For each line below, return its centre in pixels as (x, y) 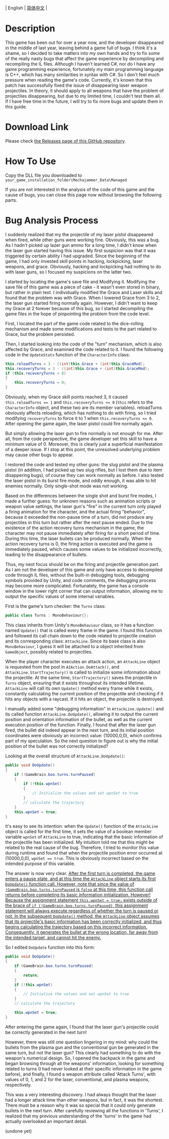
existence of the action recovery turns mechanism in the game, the (75, 528)
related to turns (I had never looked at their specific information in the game (83, 1069)
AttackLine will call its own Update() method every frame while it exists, (79, 688)
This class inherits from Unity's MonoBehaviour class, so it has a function (80, 625)
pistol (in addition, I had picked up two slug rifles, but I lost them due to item (84, 470)
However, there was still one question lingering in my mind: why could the (81, 1042)
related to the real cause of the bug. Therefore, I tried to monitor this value (82, 847)
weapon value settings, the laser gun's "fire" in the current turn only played (83, 506)
